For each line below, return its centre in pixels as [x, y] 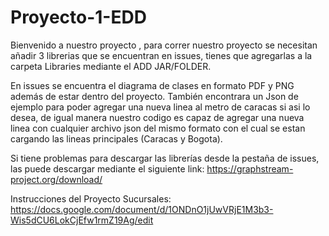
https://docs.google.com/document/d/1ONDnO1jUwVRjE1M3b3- [142, 209]
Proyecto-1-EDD [78, 17]
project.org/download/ [56, 179]
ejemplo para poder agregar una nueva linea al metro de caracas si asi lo [160, 107]
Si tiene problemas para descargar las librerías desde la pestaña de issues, [165, 158]
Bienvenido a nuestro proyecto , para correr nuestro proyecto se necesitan [164, 45]
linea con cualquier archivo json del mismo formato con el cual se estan [158, 128]
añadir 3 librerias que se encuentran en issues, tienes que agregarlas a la [161, 55]
